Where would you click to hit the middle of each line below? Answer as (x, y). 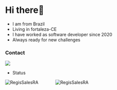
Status (19, 73)
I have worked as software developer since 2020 (62, 34)
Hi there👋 (25, 10)
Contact (15, 53)
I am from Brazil (29, 24)
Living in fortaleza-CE (34, 29)
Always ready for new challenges (46, 40)
